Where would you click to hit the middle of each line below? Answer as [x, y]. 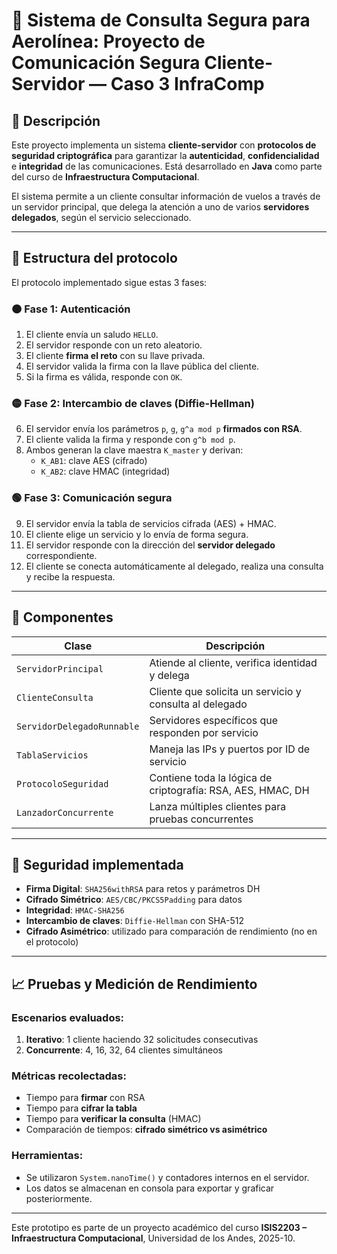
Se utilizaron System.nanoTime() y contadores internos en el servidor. [167, 1177]
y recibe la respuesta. [70, 576]
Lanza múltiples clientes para [218, 806]
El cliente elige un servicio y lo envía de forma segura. [137, 534]
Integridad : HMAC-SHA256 [75, 910]
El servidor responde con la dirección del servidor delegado [150, 545]
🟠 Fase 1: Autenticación [71, 309]
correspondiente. [61, 555]
